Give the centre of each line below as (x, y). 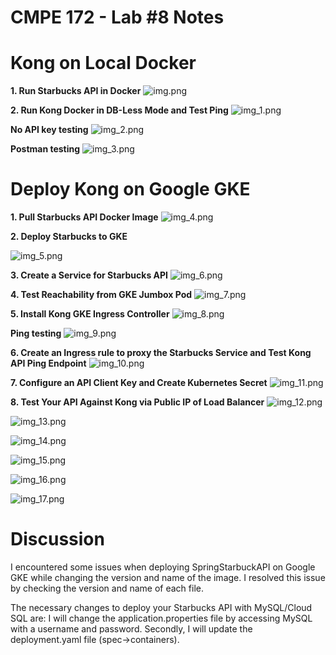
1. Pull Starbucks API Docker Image (84, 217)
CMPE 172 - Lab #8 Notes (117, 17)
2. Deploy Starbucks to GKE (69, 237)
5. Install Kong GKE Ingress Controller (90, 314)
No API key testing (49, 130)
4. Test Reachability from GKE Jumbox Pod (101, 295)
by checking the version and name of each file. (107, 588)
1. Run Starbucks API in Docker (76, 91)
